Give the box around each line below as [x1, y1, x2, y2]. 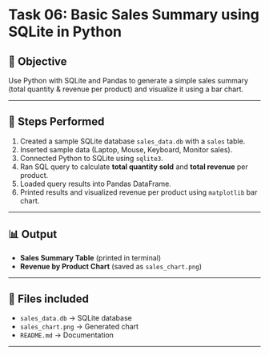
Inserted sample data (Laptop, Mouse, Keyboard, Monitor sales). [19, 144, 233, 154]
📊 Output [8, 228, 58, 241]
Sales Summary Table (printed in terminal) [19, 252, 162, 262]
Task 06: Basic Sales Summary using [8, 6, 260, 24]
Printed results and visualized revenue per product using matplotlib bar [19, 187, 258, 197]
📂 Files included [8, 292, 90, 306]
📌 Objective [8, 54, 67, 68]
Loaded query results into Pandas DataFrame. [19, 179, 172, 188]
